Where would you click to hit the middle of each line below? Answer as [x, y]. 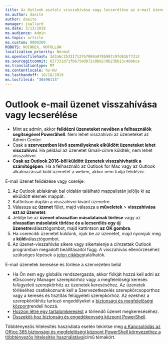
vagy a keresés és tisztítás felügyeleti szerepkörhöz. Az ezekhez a [81, 295]
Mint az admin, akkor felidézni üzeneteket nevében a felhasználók [82, 129]
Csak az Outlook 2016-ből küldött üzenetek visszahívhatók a [77, 161]
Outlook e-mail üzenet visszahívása [81, 104]
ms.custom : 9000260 [25, 43]
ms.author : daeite [24, 15]
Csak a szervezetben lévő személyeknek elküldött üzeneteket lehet [84, 145]
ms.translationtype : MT [30, 66]
